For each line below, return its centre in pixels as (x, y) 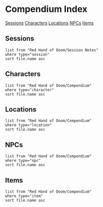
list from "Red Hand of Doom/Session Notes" (52, 50)
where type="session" (27, 54)
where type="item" (24, 196)
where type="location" (28, 125)
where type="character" (30, 90)
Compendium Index (46, 9)
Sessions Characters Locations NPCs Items (50, 23)
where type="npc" (23, 161)
